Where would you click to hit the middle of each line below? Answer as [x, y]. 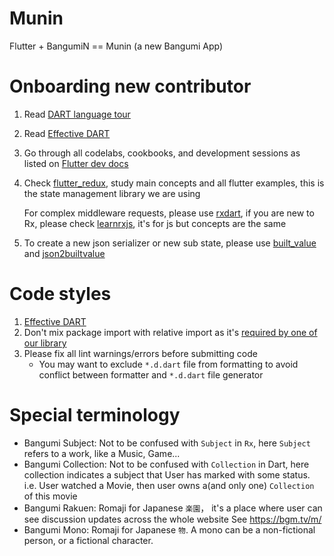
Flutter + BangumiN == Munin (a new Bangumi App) [116, 46]
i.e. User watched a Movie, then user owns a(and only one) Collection [169, 485]
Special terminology [95, 415]
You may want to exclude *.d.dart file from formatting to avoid [168, 364]
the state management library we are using [112, 193]
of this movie [50, 496]
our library [45, 343]
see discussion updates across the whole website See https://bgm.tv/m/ [172, 519]
